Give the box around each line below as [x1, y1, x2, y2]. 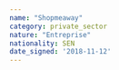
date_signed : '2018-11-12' [9, 47, 112, 56]
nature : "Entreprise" [9, 30, 92, 39]
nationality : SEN [9, 38, 75, 48]
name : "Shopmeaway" [9, 13, 84, 23]
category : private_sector [9, 22, 107, 31]
